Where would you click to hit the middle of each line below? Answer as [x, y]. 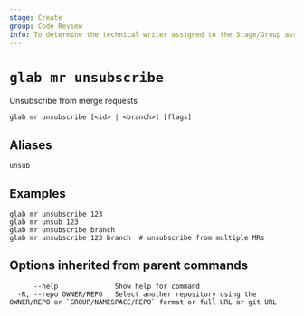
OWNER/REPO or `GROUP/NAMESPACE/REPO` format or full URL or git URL [143, 302]
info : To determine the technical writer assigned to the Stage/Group [145, 34]
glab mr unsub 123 [44, 222]
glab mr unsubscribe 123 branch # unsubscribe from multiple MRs [137, 237]
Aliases [31, 145]
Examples [38, 194]
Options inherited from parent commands [129, 266]
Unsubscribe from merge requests [74, 101]
